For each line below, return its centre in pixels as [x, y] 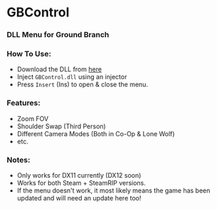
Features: [23, 103]
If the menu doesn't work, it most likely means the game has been [113, 190]
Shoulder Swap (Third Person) [61, 126]
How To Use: [29, 54]
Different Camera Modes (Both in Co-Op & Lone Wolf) [96, 133]
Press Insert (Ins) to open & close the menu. [83, 85]
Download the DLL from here [59, 69]
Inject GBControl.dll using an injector [72, 77]
